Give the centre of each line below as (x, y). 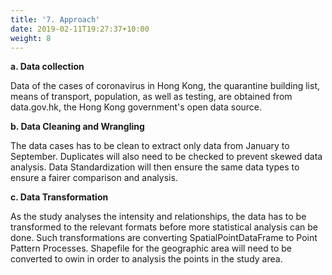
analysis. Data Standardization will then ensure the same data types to (155, 167)
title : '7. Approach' (55, 19)
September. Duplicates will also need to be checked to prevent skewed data (166, 157)
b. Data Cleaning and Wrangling (77, 127)
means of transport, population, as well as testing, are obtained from (151, 97)
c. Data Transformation (59, 197)
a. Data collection (47, 67)
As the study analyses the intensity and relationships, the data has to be (158, 217)
